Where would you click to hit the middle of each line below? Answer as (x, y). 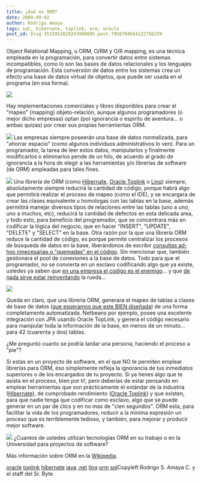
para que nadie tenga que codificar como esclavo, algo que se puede (92, 400)
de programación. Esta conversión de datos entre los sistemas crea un (94, 70)
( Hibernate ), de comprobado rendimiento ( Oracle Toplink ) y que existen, (95, 394)
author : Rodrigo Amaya (34, 23)
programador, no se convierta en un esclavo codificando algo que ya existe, (100, 265)
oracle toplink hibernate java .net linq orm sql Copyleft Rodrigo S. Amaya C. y (101, 467)
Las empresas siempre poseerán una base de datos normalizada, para (100, 137)
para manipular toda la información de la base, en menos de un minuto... (96, 326)
